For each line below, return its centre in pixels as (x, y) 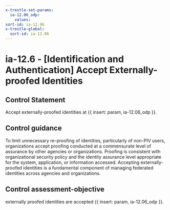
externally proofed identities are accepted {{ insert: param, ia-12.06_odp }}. (84, 202)
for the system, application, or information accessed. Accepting (72, 162)
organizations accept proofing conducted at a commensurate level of (78, 146)
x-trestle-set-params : (29, 10)
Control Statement (35, 100)
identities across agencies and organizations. (53, 173)
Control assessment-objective (55, 189)
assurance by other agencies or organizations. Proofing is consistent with (83, 151)
